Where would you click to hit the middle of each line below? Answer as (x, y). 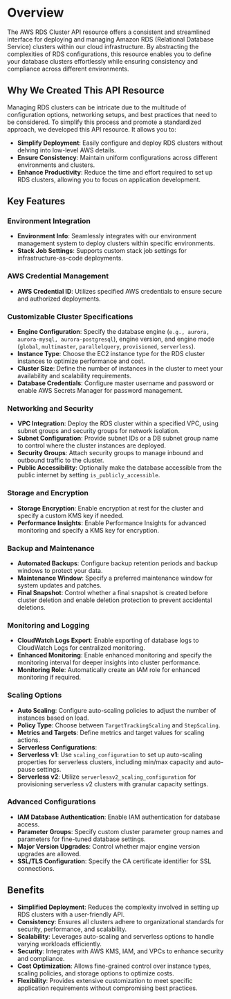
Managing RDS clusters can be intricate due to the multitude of (97, 107)
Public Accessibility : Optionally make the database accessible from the (120, 468)
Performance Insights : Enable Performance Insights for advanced (112, 523)
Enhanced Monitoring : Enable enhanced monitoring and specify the (114, 655)
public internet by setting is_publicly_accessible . (89, 475)
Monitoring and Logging (48, 625)
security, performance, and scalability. (72, 929)
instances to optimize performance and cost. (81, 361)
